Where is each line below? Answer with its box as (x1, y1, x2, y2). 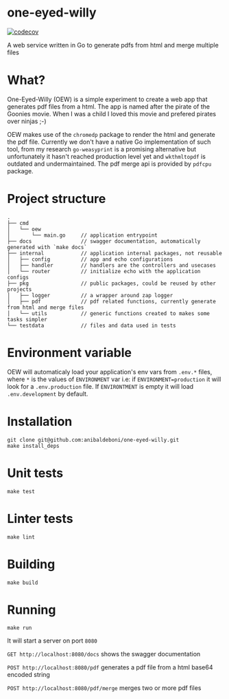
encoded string (7, 671, 50, 679)
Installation (7, 413, 73, 429)
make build (7, 579, 38, 586)
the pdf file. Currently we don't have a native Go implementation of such (7, 138, 211, 146)
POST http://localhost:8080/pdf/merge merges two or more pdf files (7, 684, 202, 692)
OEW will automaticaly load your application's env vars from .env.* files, (7, 367, 213, 376)
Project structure (7, 191, 106, 207)
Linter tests (7, 510, 73, 526)
